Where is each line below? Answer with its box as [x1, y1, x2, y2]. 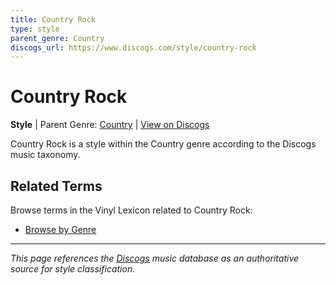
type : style [10, 24, 60, 34]
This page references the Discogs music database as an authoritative [10, 252, 300, 264]
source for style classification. [10, 263, 136, 275]
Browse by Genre [24, 224, 97, 235]
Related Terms [10, 177, 103, 195]
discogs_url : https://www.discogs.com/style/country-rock [10, 42, 257, 53]
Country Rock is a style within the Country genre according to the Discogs [10, 138, 317, 150]
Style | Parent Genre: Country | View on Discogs [10, 119, 210, 131]
